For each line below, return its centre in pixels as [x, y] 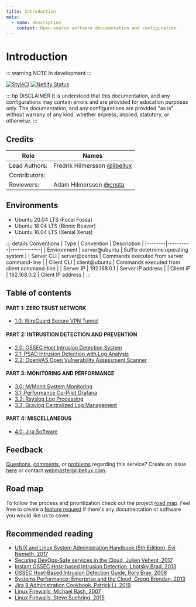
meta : [13, 17]
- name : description [36, 22]
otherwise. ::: [22, 121]
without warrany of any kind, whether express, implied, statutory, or [88, 114]
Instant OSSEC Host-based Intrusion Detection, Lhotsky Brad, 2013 [95, 567]
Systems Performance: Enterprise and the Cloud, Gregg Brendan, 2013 [100, 579]
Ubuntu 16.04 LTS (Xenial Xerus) [54, 232]
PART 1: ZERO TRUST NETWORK [46, 308]
